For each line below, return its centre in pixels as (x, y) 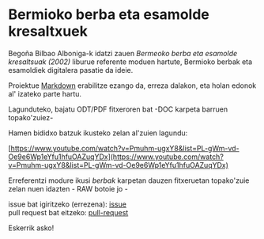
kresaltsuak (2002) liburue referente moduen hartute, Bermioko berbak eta (130, 62)
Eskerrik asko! (31, 228)
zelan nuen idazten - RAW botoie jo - (68, 188)
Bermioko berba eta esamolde (109, 15)
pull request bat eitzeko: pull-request (68, 212)
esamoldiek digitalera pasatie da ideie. (71, 70)
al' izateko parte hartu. (45, 93)
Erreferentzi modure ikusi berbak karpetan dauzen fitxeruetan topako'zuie (129, 180)
